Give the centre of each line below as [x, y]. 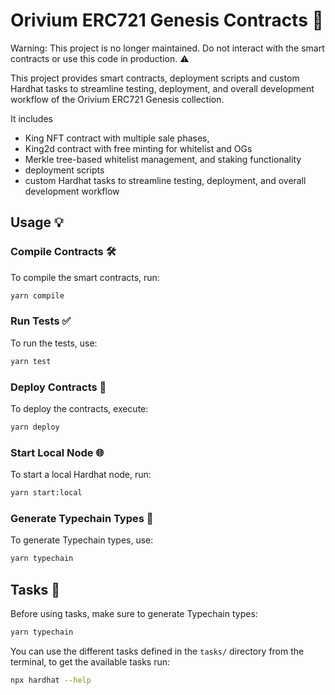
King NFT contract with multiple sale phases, [117, 138]
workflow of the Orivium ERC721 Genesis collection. [117, 99]
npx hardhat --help [51, 680]
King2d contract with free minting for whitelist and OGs [138, 148]
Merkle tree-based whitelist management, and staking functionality [163, 159]
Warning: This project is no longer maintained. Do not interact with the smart [167, 48]
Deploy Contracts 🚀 [58, 387]
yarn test [31, 361]
